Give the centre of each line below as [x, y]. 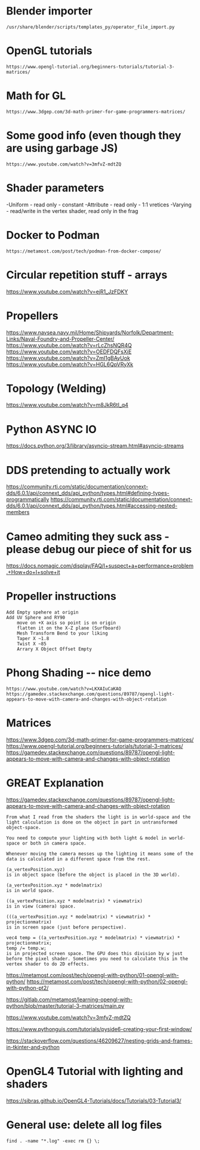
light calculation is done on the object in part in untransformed [92, 822]
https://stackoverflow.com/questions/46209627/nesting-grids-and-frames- [99, 1041]
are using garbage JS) [62, 148]
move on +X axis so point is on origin [67, 623]
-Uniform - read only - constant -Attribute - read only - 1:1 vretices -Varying [99, 205]
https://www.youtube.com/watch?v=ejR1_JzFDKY [67, 292]
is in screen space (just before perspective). [67, 927]
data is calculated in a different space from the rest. [79, 859]
